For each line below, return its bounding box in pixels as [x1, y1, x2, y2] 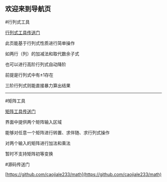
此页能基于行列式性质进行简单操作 [5, 40, 75, 46]
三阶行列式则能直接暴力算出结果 [5, 82, 71, 88]
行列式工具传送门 [5, 29, 40, 35]
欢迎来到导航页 [5, 4, 51, 13]
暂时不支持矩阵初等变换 [5, 151, 53, 157]
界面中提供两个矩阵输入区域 [5, 119, 62, 125]
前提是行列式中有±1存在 [5, 72, 54, 78]
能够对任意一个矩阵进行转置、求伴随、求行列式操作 [5, 129, 110, 136]
